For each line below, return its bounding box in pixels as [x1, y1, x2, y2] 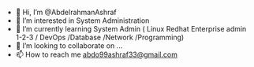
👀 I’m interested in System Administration [15, 16, 150, 25]
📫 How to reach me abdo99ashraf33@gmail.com [15, 50, 177, 59]
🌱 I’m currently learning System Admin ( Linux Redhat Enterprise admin [15, 24, 247, 33]
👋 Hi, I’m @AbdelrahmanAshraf [15, 8, 117, 17]
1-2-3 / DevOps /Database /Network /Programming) [15, 32, 185, 42]
